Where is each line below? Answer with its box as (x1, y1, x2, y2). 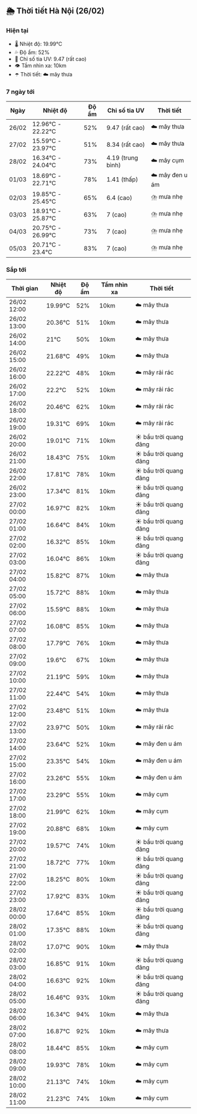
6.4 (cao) (106, 194, 133, 202)
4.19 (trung (106, 153, 138, 161)
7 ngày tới (6, 87, 35, 96)
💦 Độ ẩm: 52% (14, 49, 50, 56)
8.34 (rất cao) (106, 140, 145, 148)
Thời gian (11, 285, 39, 293)
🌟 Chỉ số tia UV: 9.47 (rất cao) (14, 55, 87, 62)
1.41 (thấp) (106, 175, 138, 184)
